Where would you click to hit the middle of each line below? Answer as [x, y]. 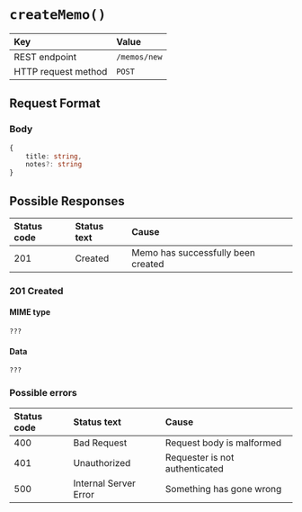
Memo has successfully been [194, 252]
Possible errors [44, 393]
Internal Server [105, 483]
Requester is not [200, 457]
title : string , [54, 156]
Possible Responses [67, 201]
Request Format [55, 104]
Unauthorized [102, 463]
